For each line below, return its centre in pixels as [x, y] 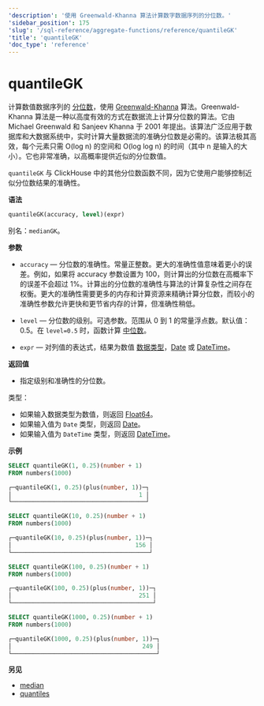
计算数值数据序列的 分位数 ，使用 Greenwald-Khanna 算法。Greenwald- [124, 107]
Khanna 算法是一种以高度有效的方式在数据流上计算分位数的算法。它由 [121, 117]
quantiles [34, 694]
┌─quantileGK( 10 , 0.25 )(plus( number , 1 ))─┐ [81, 538]
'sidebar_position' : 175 [49, 23]
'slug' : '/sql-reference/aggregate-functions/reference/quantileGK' [123, 30]
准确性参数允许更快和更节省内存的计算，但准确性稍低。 [109, 303]
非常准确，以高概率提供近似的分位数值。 [105, 156]
